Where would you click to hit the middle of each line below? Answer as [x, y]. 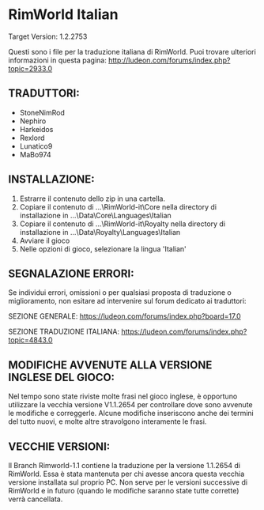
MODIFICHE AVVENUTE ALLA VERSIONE [110, 365]
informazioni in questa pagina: [57, 60]
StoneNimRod [42, 112]
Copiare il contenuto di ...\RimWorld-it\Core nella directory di [118, 206]
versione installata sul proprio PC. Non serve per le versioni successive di [128, 482]
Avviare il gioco [45, 240]
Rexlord [32, 138]
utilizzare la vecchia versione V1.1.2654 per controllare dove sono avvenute [130, 405]
